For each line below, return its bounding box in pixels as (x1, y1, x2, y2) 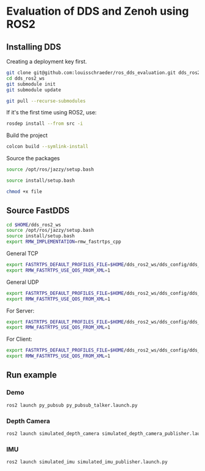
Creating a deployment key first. (6, 58, 87, 65)
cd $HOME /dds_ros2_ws (6, 221, 62, 228)
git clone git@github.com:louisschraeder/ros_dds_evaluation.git (6, 70, 176, 76)
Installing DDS (6, 42, 62, 52)
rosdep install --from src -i (6, 121, 84, 127)
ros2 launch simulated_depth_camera (6, 430, 99, 437)
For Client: (6, 335, 32, 343)
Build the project (6, 132, 48, 139)
